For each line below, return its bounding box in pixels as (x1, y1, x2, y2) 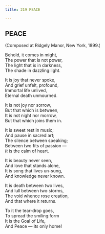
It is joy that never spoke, (5, 77, 56, 83)
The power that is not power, (5, 57, 63, 63)
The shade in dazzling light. (5, 68, 61, 73)
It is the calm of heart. (5, 148, 49, 154)
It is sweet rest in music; (5, 127, 54, 133)
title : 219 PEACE (5, 7, 41, 12)
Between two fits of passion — (5, 143, 67, 149)
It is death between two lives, (5, 183, 64, 188)
